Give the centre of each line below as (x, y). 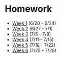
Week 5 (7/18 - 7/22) (34, 45)
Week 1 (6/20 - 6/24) (34, 23)
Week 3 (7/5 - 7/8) (32, 34)
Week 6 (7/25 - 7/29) (34, 50)
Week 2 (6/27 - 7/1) (32, 28)
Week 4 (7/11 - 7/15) (33, 40)
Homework (28, 9)
